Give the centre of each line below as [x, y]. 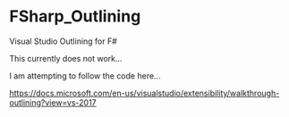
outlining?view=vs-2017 [53, 102]
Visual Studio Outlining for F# [64, 41]
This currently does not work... [66, 58]
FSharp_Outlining [75, 17]
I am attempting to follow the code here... [85, 75]
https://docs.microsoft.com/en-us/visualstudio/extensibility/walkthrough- [144, 93]
